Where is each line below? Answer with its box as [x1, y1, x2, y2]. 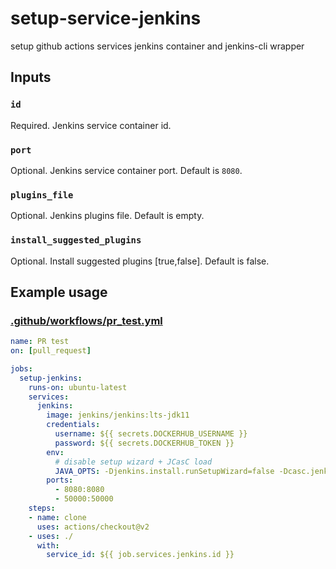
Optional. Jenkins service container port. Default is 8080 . [10, 164, 243, 176]
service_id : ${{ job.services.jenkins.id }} [46, 550, 235, 560]
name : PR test [10, 337, 70, 347]
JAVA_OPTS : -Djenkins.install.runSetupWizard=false [54, 466, 275, 476]
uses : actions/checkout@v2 [36, 522, 150, 532]
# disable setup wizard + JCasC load [54, 457, 213, 467]
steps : [28, 503, 56, 514]
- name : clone [28, 512, 87, 522]
